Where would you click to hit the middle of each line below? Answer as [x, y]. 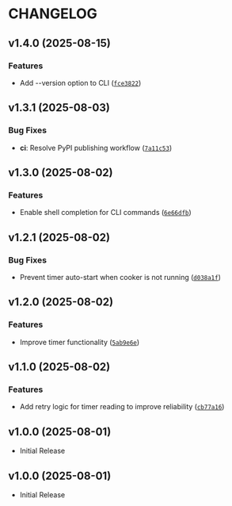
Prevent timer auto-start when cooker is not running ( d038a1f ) [120, 277]
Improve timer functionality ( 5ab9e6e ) [80, 342]
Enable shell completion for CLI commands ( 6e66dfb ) [105, 213]
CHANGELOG [53, 14]
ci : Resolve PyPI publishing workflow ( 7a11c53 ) [96, 148]
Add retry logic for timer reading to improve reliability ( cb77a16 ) [122, 407]
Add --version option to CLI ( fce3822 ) [80, 82]
